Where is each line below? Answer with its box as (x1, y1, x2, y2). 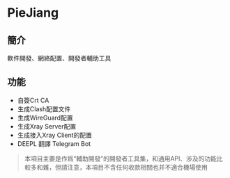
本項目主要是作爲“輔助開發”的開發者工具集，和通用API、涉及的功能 (24, 154, 217, 163)
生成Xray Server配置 (17, 122, 77, 130)
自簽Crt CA (17, 96, 49, 104)
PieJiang (7, 5, 59, 21)
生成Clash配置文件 (17, 104, 71, 113)
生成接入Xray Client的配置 (17, 131, 93, 139)
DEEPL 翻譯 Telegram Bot (17, 139, 91, 147)
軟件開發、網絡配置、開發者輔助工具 (7, 54, 112, 62)
